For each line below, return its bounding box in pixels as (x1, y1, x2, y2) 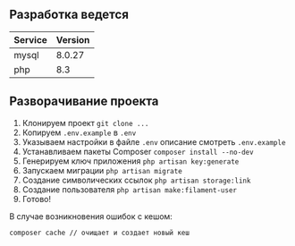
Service (13, 33, 47, 46)
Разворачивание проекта (9, 94, 159, 109)
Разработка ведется (9, 7, 130, 22)
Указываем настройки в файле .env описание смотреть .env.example (21, 136, 286, 147)
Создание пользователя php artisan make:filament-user (21, 183, 237, 195)
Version (55, 33, 90, 46)
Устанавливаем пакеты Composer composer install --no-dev (21, 146, 254, 157)
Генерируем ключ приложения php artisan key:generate (21, 156, 240, 166)
